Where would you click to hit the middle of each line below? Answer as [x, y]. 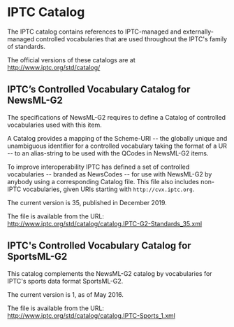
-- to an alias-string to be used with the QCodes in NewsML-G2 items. [108, 153]
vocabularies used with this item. [55, 125]
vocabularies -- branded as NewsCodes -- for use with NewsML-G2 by [110, 174]
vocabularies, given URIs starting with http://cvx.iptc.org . [109, 189]
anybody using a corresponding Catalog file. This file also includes [103, 181]
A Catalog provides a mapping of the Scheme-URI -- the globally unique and [117, 138]
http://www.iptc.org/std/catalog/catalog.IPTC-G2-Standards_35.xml [105, 223]
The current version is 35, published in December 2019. [87, 202]
